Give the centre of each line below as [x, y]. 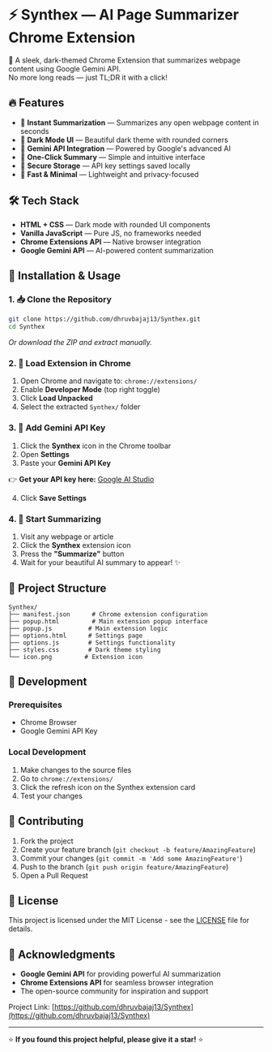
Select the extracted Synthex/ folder [80, 407]
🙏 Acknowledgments [62, 954]
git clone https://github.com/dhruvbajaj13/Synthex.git [104, 319]
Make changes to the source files [76, 770]
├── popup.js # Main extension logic [88, 628]
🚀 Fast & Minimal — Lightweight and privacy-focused [109, 174]
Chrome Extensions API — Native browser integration [110, 241]
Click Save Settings [53, 498]
